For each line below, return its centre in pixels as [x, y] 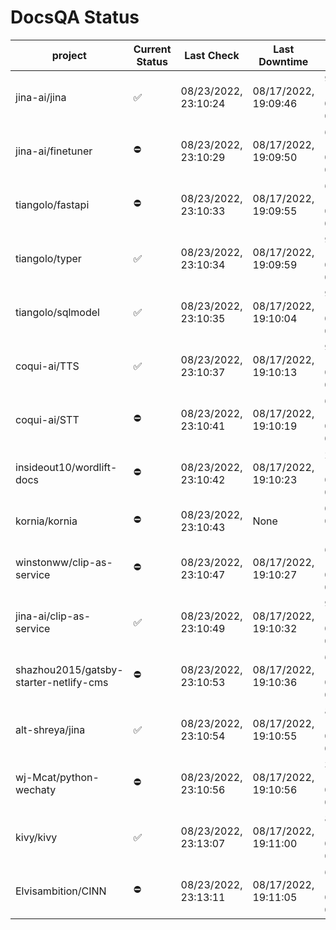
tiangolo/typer [48, 258]
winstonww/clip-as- [64, 562]
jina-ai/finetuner [54, 151]
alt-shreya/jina [50, 729]
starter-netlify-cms [62, 682]
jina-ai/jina [41, 97]
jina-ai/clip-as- [53, 616]
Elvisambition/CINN [61, 891]
